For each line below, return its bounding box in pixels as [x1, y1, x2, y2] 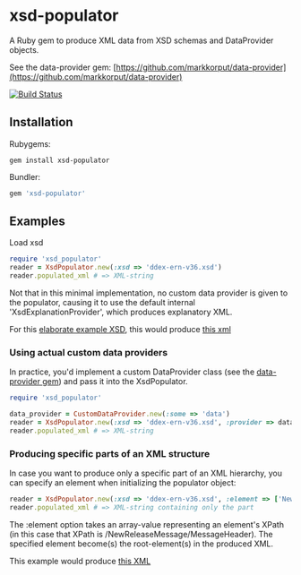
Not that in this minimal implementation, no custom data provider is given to [9, 287, 288, 298]
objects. [9, 44, 39, 55]
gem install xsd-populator [9, 156, 110, 165]
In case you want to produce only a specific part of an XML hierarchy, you [9, 468, 283, 479]
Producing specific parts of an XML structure [9, 447, 211, 459]
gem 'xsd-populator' [9, 189, 87, 198]
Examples [9, 214, 65, 229]
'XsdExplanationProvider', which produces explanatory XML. [9, 306, 233, 318]
